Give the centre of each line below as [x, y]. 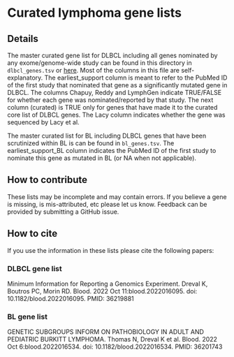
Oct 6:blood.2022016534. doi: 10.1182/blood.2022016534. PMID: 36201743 [115, 347]
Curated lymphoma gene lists [95, 13]
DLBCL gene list [35, 268]
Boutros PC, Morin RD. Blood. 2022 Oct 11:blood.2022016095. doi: [102, 291]
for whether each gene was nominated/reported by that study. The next [110, 100]
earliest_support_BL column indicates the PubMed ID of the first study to [112, 151]
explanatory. [25, 78]
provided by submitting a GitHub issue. [63, 212]
